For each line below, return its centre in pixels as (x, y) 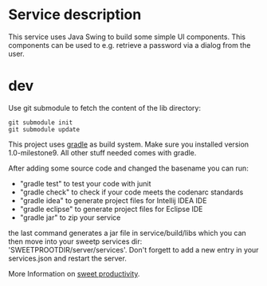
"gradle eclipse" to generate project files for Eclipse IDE (111, 209)
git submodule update (44, 129)
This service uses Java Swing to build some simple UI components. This (127, 37)
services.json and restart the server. (68, 258)
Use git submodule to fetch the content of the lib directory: (105, 108)
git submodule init (41, 122)
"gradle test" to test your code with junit (85, 183)
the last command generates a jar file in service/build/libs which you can (128, 233)
